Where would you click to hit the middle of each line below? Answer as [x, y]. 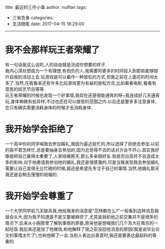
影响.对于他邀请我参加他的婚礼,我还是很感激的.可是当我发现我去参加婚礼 [86, 162]
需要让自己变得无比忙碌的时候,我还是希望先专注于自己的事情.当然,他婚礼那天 [82, 168]
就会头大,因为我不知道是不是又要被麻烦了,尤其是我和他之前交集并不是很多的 [82, 217]
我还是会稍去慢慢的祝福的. [32, 174]
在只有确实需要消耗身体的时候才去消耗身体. [49, 108]
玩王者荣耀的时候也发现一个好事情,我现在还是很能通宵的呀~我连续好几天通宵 [82, 95]
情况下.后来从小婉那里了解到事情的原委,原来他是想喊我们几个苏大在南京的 [80, 223]
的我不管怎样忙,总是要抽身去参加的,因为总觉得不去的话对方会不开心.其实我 [80, 150]
